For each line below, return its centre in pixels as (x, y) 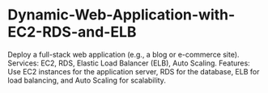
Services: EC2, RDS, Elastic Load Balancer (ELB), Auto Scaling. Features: (129, 63)
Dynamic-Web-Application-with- (121, 15)
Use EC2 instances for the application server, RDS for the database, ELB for (134, 71)
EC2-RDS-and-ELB (72, 32)
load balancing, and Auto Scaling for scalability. (87, 80)
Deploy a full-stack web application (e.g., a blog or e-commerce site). (123, 54)
